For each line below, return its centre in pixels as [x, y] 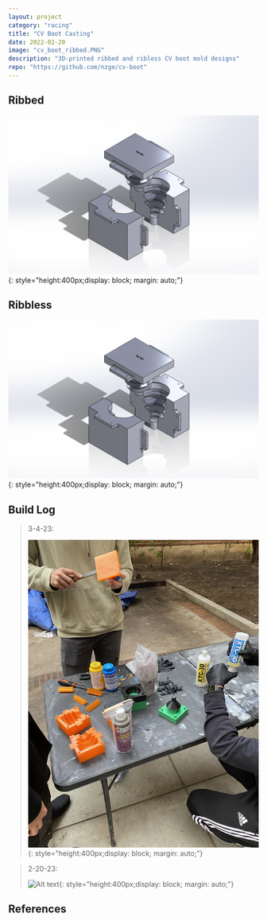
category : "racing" [41, 25]
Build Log [32, 509]
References [37, 909]
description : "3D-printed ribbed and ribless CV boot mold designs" [124, 59]
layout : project [35, 17]
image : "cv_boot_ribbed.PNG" [56, 51]
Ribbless [30, 305]
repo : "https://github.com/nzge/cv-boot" [78, 68]
